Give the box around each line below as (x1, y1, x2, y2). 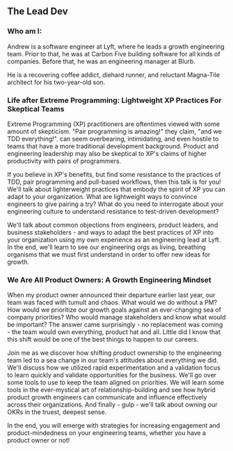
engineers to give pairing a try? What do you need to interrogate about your (7, 200, 224, 208)
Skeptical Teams (7, 104, 65, 113)
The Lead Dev (7, 6, 68, 17)
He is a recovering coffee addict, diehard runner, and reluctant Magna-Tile (7, 70, 220, 79)
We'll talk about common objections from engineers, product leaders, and (7, 221, 218, 229)
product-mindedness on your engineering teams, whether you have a (7, 429, 207, 437)
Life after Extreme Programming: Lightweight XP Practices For (7, 95, 222, 105)
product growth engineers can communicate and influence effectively (7, 393, 207, 402)
